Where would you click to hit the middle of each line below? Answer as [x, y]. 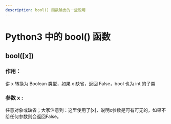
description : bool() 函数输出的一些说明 [46, 10]
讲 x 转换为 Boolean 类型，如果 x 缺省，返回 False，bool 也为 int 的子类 [80, 83]
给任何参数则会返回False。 [33, 116]
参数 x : [14, 98]
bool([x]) [20, 56]
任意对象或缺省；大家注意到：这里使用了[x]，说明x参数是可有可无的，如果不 [86, 110]
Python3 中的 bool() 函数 [58, 37]
